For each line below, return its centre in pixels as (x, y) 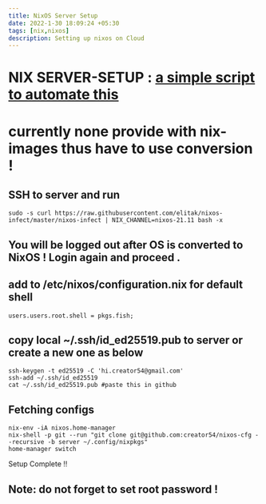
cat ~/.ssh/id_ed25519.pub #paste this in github (93, 385)
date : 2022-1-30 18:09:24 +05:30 (64, 23)
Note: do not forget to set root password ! (113, 489)
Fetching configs (51, 409)
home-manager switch (43, 450)
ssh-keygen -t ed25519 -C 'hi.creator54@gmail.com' (96, 371)
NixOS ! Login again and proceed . (95, 257)
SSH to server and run (64, 195)
